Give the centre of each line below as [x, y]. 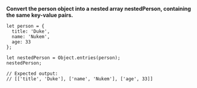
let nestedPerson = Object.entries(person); [63, 58]
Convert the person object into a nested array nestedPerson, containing [99, 9]
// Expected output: [32, 74]
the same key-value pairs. [40, 15]
